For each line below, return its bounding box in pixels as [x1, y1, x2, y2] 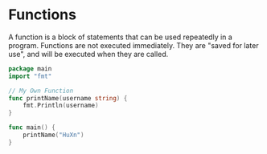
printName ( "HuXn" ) [23, 131, 84, 140]
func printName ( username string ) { [8, 94, 128, 102]
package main [8, 64, 52, 73]
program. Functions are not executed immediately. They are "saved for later [8, 40, 259, 50]
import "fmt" [8, 72, 52, 80]
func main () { [8, 124, 56, 132]
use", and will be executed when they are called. [8, 49, 169, 59]
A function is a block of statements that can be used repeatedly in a [8, 32, 233, 42]
